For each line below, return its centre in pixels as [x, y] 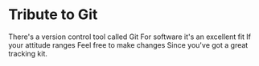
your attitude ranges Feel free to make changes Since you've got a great [128, 45]
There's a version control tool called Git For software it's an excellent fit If [130, 37]
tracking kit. [28, 53]
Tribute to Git [53, 15]
